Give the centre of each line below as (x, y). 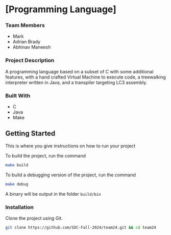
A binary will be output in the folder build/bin (53, 194)
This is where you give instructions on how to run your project (70, 146)
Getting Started (30, 134)
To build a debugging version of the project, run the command (71, 175)
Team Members (25, 25)
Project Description (30, 61)
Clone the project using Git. (34, 218)
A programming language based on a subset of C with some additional (80, 71)
